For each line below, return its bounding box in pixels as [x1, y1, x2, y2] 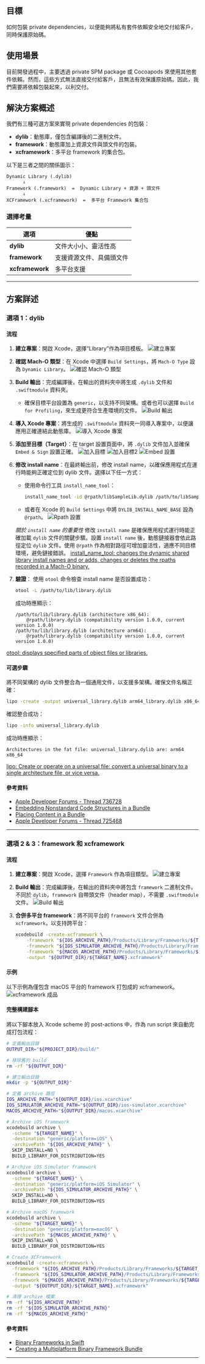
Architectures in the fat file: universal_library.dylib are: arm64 [6, 746, 184, 752]
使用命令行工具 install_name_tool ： [24, 482, 116, 489]
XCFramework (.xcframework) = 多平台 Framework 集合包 [6, 198, 149, 204]
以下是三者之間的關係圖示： [6, 161, 76, 169]
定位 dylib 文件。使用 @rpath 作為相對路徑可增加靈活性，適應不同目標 [20, 542, 196, 549]
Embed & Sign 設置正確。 [15, 448, 77, 456]
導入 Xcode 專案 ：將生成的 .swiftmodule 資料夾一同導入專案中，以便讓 [15, 420, 194, 427]
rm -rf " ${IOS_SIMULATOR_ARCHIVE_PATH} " [6, 1305, 111, 1311]
